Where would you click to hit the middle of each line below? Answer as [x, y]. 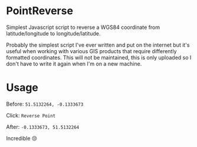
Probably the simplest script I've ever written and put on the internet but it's [98, 45]
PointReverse [40, 11]
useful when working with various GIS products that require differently [91, 51]
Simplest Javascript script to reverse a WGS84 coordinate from [83, 27]
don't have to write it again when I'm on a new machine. [74, 64]
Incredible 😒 [22, 138]
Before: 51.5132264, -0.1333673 [45, 104]
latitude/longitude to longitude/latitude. [53, 33]
